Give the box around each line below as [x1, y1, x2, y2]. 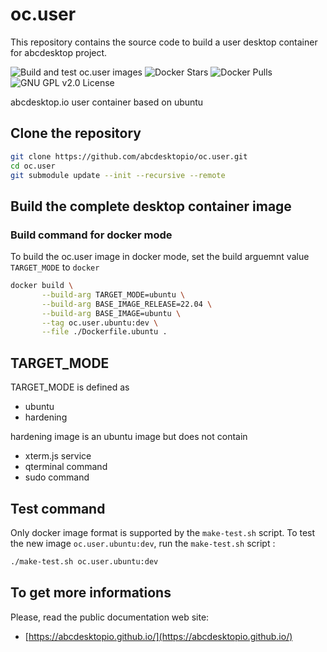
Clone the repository [10, 125, 142, 142]
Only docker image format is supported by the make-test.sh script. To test [10, 526, 316, 538]
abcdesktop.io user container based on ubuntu [10, 96, 204, 108]
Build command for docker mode [10, 228, 173, 242]
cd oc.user [10, 161, 56, 171]
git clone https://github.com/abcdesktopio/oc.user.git [10, 151, 248, 162]
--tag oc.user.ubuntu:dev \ [41, 318, 159, 328]
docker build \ [10, 281, 74, 291]
